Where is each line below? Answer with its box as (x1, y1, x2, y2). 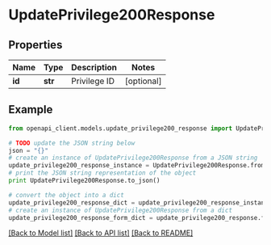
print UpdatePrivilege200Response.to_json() (8, 176, 161, 185)
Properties (8, 38, 63, 52)
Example (8, 103, 53, 116)
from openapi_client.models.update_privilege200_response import (8, 124, 232, 133)
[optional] (124, 75, 162, 87)
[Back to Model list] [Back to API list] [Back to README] (8, 228, 194, 238)
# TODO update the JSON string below (8, 139, 135, 147)
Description (71, 62, 117, 73)
